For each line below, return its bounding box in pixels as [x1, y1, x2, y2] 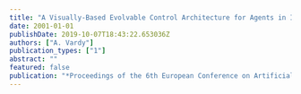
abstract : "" [9, 55, 58, 64]
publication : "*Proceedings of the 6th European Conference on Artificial [9, 72, 295, 81]
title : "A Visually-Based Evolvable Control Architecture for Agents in [9, 13, 287, 22]
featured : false [9, 64, 70, 73]
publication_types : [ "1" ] [9, 47, 106, 56]
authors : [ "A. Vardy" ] [9, 38, 94, 47]
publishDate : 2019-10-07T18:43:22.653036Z [9, 30, 170, 38]
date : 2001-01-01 [9, 21, 74, 30]
